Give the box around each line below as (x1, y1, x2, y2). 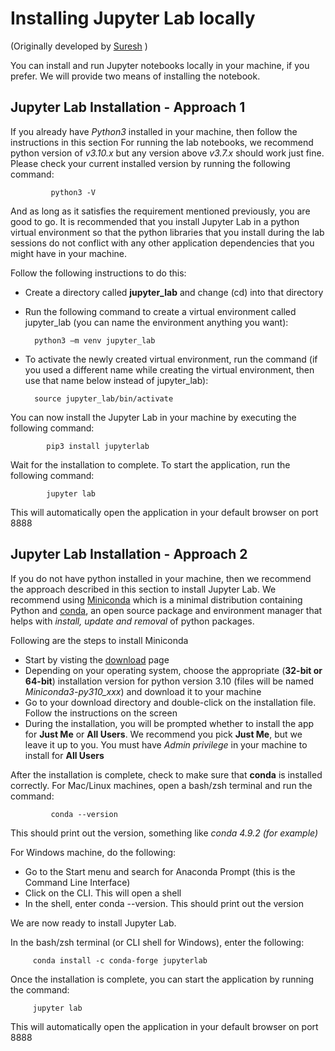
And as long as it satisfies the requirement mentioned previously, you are (10, 205, 311, 217)
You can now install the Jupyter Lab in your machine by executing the (10, 411, 297, 423)
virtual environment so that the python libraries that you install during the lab (10, 226, 325, 238)
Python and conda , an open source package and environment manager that (10, 604, 323, 616)
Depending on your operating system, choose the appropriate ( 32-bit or (24, 664, 323, 676)
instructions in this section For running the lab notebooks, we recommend (10, 136, 314, 148)
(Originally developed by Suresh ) (10, 40, 148, 52)
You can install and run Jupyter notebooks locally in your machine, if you (10, 59, 310, 71)
